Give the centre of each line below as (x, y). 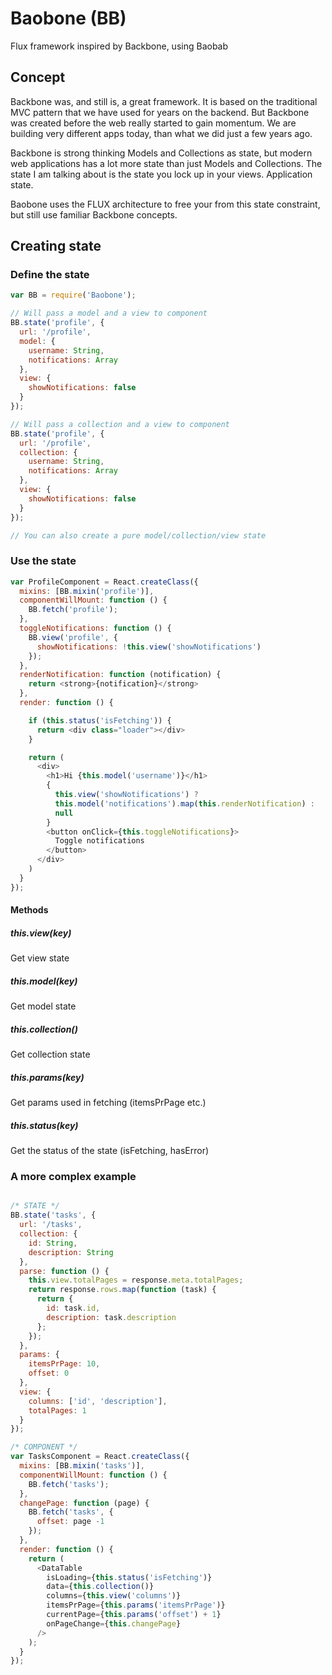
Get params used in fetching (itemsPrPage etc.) (108, 1103)
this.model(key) (44, 981)
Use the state (43, 561)
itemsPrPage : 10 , (64, 1364)
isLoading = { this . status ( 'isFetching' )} (129, 1577)
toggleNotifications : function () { (95, 628)
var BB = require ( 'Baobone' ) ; (73, 295)
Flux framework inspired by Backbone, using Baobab (119, 46)
